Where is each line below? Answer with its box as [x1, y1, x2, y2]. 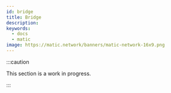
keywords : [6, 25, 31, 32]
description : [6, 20, 39, 26]
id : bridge [6, 8, 34, 15]
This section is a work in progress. [6, 70, 91, 77]
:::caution [6, 58, 30, 66]
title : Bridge [6, 14, 42, 20]
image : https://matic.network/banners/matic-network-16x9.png [6, 42, 165, 48]
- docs [11, 31, 28, 37]
